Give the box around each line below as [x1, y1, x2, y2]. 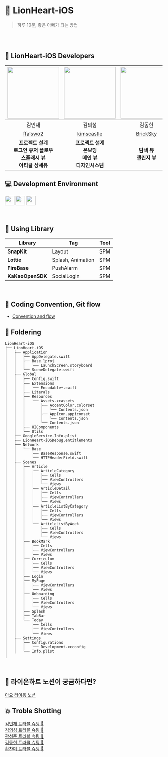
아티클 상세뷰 [19, 162, 48, 169]
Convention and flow [12, 313, 55, 319]
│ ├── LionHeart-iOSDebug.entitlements [5, 438, 93, 443]
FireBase [7, 265, 29, 272]
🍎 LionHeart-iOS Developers [5, 52, 95, 60]
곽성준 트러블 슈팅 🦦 [5, 733, 44, 739]
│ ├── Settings [5, 636, 41, 641]
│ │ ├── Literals [5, 390, 50, 395]
